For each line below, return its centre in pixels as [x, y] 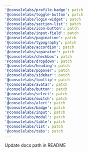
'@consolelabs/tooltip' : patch [37, 80]
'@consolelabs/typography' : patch [41, 43]
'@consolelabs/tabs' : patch [34, 131]
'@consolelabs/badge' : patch [35, 108]
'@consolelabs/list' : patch [34, 126]
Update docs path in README [35, 145]
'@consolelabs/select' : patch [36, 94]
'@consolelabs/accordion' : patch [39, 47]
